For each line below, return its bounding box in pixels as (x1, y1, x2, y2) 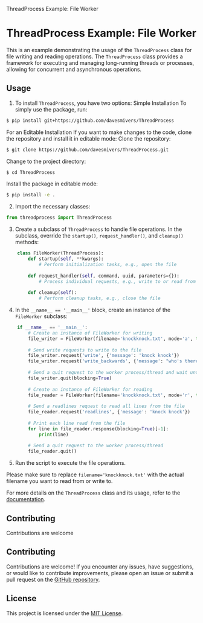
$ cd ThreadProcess (6, 169, 56, 175)
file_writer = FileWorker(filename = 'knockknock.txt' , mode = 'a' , (28, 336, 193, 342)
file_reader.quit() (28, 448, 77, 455)
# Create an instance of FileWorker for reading (28, 386, 153, 393)
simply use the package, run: (14, 105, 88, 113)
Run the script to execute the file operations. (14, 459, 126, 467)
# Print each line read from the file (28, 420, 126, 426)
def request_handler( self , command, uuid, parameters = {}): (28, 273, 180, 279)
